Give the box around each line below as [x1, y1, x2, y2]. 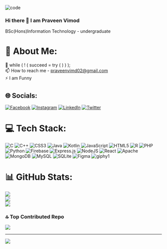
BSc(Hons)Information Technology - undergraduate [5, 28, 111, 34]
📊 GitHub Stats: [5, 172, 73, 183]
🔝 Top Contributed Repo [5, 213, 65, 220]
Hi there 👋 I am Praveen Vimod [5, 17, 80, 24]
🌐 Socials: [5, 91, 38, 100]
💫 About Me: [5, 46, 58, 57]
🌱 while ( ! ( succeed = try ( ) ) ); [5, 62, 71, 68]
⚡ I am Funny [5, 75, 32, 81]
